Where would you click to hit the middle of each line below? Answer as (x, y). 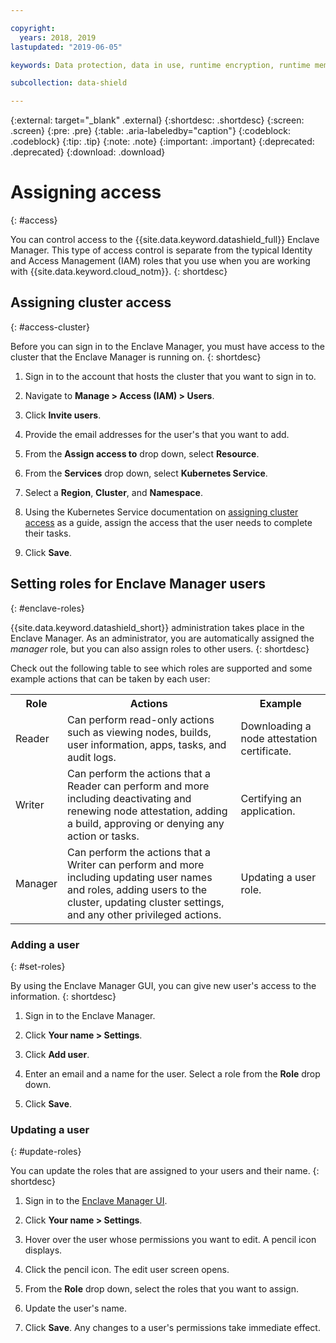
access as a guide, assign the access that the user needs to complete (168, 522)
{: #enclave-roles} (47, 608)
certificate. (266, 751)
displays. (43, 1250)
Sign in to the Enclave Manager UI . (96, 1201)
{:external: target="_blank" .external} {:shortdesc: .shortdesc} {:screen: (157, 120)
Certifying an (271, 798)
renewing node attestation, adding (147, 811)
